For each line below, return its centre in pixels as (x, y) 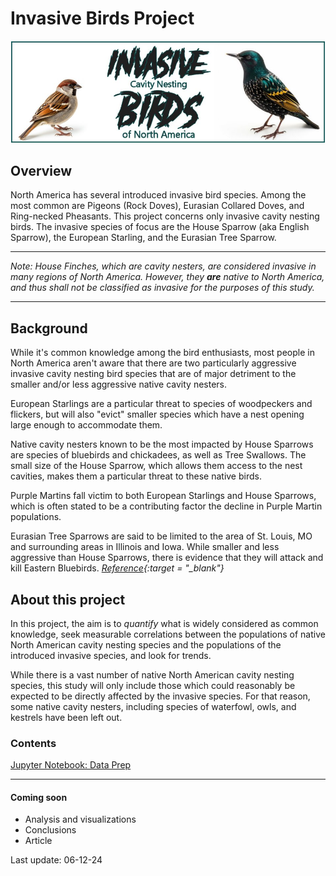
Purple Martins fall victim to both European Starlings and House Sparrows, (163, 496)
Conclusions (50, 830)
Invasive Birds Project (102, 18)
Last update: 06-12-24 (56, 860)
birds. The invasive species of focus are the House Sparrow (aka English (160, 227)
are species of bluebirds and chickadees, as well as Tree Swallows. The (158, 455)
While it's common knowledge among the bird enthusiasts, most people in (162, 353)
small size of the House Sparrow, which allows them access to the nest (156, 466)
